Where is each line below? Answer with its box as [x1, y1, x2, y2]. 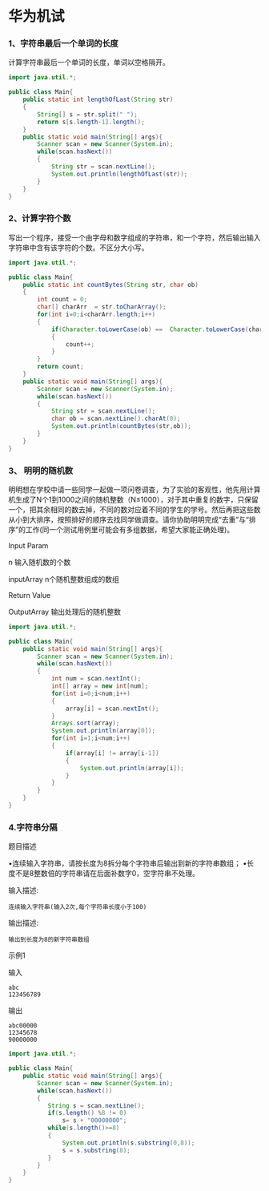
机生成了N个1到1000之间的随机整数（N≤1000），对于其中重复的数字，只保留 [8, 495, 259, 504]
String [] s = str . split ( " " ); [37, 110, 138, 119]
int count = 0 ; [37, 296, 88, 304]
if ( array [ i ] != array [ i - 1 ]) [65, 749, 159, 757]
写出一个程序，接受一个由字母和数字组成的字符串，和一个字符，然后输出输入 [8, 232, 261, 242]
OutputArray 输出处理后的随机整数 [8, 607, 122, 616]
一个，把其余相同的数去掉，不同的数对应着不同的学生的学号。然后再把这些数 [8, 504, 261, 514]
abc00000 [8, 1022, 38, 1030]
